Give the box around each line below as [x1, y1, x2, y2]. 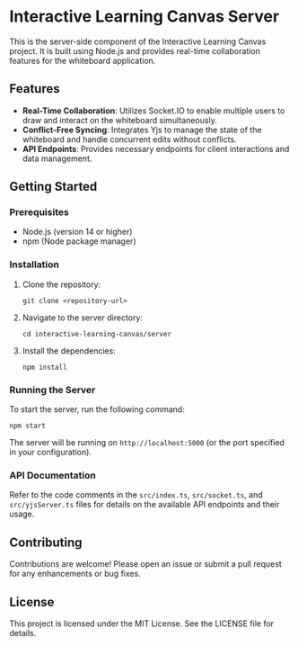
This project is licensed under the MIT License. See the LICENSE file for [9, 618, 275, 629]
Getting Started [9, 179, 98, 194]
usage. [9, 508, 35, 519]
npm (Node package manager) [22, 236, 136, 247]
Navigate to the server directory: [22, 312, 144, 323]
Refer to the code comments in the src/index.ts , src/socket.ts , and [9, 489, 263, 500]
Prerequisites [9, 206, 69, 219]
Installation [9, 258, 60, 271]
